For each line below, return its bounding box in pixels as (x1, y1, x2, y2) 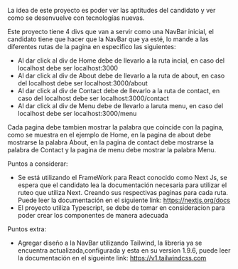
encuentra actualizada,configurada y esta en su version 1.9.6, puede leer (17, 246, 231, 255)
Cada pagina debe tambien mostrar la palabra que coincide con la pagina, (7, 123, 224, 131)
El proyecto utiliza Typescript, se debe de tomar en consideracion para (17, 204, 225, 212)
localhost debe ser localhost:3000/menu (17, 110, 137, 117)
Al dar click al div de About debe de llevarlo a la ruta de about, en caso (17, 71, 225, 80)
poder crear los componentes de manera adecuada (17, 211, 168, 219)
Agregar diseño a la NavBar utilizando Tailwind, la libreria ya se (17, 238, 202, 247)
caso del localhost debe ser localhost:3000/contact (17, 94, 169, 102)
